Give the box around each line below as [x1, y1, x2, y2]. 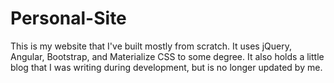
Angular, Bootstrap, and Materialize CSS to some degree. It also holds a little [10, 50, 325, 62]
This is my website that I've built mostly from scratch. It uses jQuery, [10, 40, 292, 52]
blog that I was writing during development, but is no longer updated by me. [10, 61, 323, 73]
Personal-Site [10, 7, 127, 30]
